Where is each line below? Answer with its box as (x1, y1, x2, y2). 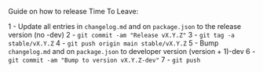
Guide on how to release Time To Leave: (8, 7, 139, 16)
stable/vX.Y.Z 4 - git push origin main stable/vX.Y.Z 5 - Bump (8, 38, 219, 48)
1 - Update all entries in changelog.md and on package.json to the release (8, 22, 242, 31)
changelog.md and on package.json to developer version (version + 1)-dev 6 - (8, 47, 256, 56)
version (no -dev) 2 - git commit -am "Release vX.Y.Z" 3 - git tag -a (8, 31, 236, 39)
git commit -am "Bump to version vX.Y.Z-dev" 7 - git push (8, 55, 201, 64)
